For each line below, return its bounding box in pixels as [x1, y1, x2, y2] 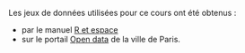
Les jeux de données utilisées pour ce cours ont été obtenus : [8, 8, 237, 18]
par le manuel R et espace [21, 25, 118, 34]
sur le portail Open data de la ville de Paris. [21, 34, 181, 44]
